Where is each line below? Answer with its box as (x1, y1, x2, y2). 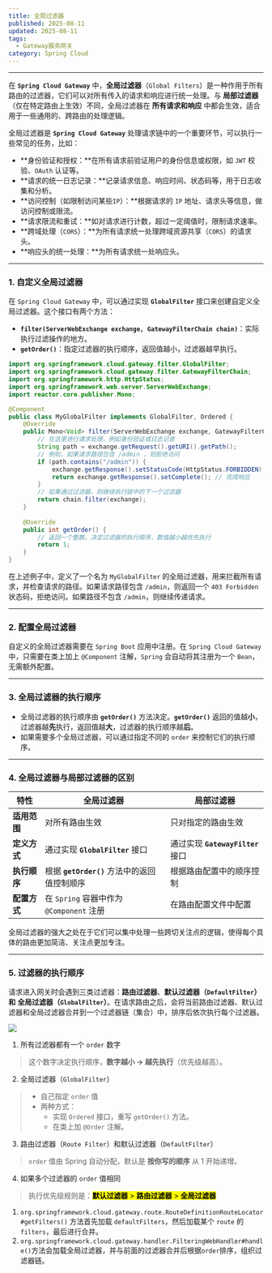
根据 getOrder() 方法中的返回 (45, 865, 156, 877)
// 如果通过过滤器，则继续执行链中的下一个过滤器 (37, 488, 181, 496)
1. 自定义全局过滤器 (8, 276, 83, 288)
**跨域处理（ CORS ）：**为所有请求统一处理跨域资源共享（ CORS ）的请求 (19, 226, 253, 236)
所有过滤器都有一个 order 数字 (19, 1039, 121, 1050)
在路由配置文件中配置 (169, 898, 252, 910)
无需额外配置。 (8, 662, 58, 671)
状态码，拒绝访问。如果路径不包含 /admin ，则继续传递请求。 (8, 592, 210, 602)
